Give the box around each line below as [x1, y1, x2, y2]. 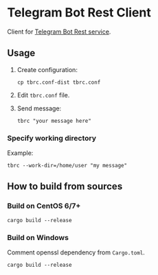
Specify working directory [7, 133, 97, 143]
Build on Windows [7, 232, 69, 242]
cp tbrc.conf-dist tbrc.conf [16, 79, 101, 86]
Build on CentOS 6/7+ [7, 201, 81, 211]
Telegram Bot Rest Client [7, 5, 151, 21]
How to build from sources [7, 180, 123, 193]
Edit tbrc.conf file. [16, 91, 70, 99]
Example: [7, 149, 34, 157]
